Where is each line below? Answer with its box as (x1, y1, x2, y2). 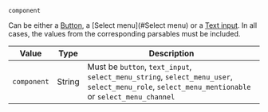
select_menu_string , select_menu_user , (87, 71, 233, 82)
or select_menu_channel (87, 91, 175, 102)
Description (148, 48, 195, 59)
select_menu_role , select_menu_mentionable (87, 81, 251, 92)
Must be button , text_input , (87, 61, 192, 72)
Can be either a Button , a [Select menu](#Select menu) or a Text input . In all (8, 21, 258, 30)
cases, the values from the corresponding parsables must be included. (8, 29, 241, 38)
